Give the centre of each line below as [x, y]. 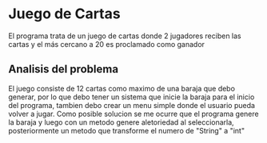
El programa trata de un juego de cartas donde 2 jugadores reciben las [125, 36]
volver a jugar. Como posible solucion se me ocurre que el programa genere [133, 114]
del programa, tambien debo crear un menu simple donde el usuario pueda [132, 105]
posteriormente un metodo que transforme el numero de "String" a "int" [127, 130]
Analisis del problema [63, 70]
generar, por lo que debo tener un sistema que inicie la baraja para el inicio [132, 97]
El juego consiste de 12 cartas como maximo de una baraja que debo [122, 88]
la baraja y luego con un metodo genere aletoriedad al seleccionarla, [121, 122]
